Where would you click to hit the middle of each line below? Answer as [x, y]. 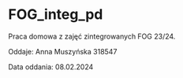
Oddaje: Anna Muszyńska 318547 [63, 51]
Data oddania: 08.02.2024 [51, 67]
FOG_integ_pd [56, 15]
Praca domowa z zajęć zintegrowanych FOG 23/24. [92, 36]
